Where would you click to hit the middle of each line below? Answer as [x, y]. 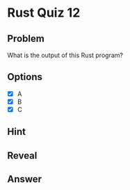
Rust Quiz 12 [44, 13]
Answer [25, 179]
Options [25, 77]
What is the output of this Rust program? [65, 55]
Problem [26, 39]
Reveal [22, 156]
